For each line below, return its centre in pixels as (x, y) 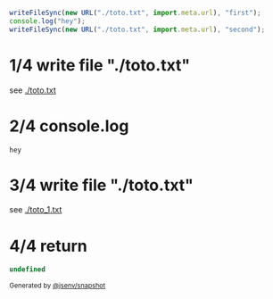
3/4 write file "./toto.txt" (101, 185)
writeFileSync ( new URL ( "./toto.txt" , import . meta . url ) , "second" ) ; (137, 29)
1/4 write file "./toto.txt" (99, 65)
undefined (28, 270)
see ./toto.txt (33, 90)
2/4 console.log (69, 126)
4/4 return (48, 246)
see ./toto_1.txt (36, 210)
